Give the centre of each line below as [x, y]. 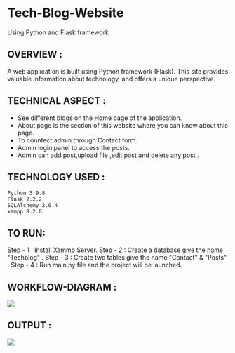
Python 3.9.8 [26, 193]
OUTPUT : [29, 325]
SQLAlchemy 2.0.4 [33, 206]
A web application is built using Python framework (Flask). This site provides [118, 71]
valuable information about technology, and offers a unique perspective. [112, 79]
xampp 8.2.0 [25, 212]
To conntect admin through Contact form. [78, 140]
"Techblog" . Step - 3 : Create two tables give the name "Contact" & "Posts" [117, 258]
